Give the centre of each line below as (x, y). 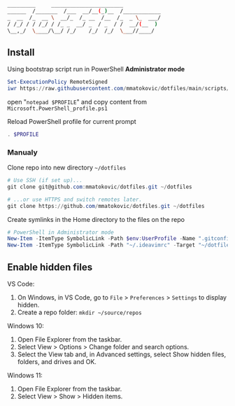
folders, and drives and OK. (57, 362)
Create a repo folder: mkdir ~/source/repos (79, 312)
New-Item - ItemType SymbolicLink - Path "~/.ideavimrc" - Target (101, 245)
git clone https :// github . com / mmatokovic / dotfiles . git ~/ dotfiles (106, 206)
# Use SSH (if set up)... (45, 181)
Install (21, 52)
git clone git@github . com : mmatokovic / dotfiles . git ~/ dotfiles (100, 187)
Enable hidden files (50, 267)
